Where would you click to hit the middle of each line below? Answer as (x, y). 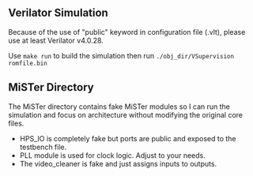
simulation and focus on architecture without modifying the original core (126, 114)
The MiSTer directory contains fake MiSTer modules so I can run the (119, 107)
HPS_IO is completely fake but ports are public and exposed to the (128, 138)
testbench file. (43, 147)
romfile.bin (28, 63)
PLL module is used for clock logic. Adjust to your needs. (112, 155)
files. (16, 123)
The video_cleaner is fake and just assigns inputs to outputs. (118, 163)
